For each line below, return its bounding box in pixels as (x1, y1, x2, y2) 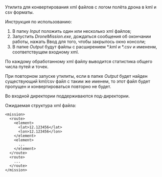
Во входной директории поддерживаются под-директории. (5, 93, 130, 99)
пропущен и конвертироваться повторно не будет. (5, 84, 112, 89)
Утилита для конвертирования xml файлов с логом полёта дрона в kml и (5, 4, 157, 10)
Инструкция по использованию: (5, 19, 72, 24)
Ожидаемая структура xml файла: (5, 103, 76, 108)
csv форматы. (5, 9, 34, 15)
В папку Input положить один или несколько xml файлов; (12, 28, 132, 34)
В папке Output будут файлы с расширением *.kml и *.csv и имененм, (12, 44, 158, 49)
